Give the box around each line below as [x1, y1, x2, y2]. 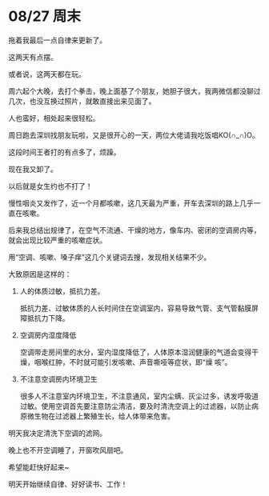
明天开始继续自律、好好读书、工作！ [8, 479, 128, 489]
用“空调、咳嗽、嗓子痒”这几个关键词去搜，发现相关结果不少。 [8, 252, 211, 262]
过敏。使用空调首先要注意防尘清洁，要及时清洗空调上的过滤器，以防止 [19, 401, 252, 410]
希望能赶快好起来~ [8, 462, 70, 472]
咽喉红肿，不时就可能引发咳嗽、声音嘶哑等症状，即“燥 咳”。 [34, 357, 232, 366]
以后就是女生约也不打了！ [8, 181, 93, 190]
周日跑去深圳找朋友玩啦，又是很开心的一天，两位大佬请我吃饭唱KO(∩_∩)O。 [8, 130, 260, 140]
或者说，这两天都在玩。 [8, 69, 86, 78]
